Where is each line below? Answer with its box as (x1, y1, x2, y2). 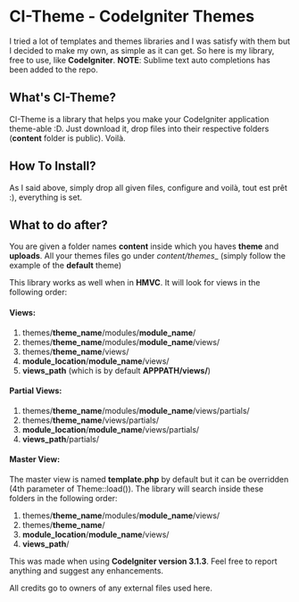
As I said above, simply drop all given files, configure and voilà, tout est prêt (9, 182, 288, 193)
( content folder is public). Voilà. (9, 132, 127, 144)
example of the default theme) (9, 260, 122, 271)
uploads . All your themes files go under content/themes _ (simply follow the (9, 251, 286, 261)
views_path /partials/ (21, 433, 100, 444)
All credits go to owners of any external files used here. (9, 582, 212, 593)
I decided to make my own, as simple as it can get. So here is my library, (9, 45, 275, 55)
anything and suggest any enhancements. (9, 565, 163, 576)
